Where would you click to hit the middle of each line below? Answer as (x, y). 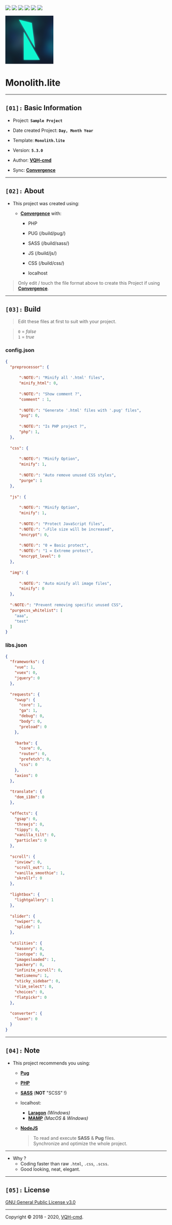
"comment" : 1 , (35, 399)
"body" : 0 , (30, 722)
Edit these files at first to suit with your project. (67, 322)
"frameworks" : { (27, 662)
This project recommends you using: (51, 1063)
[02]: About (25, 191)
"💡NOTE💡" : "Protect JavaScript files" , (62, 524)
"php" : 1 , (29, 432)
